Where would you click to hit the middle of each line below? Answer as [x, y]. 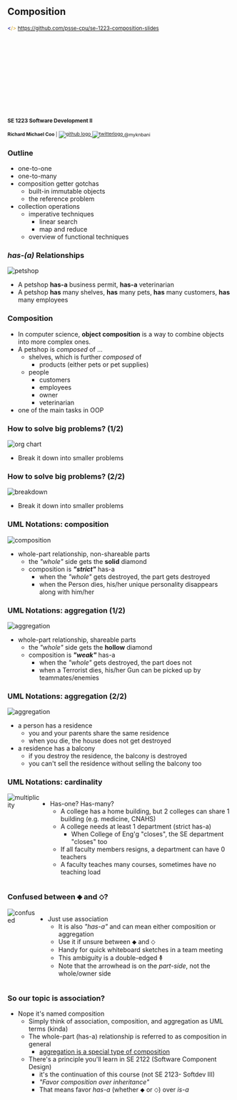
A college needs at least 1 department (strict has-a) [136, 827]
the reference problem [61, 199]
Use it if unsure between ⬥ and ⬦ [107, 941]
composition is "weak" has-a [72, 655]
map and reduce [63, 229]
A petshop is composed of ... [60, 349]
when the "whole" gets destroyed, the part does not [115, 662]
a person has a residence [55, 725]
